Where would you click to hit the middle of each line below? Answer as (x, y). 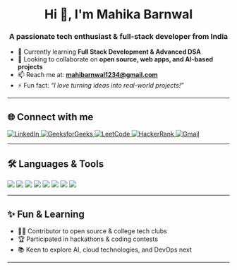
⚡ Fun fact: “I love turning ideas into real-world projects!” (101, 86)
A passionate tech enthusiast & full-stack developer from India (119, 37)
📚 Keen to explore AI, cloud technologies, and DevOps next (105, 250)
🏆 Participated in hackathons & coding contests (88, 239)
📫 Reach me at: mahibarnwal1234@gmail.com (87, 75)
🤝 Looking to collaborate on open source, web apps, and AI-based (115, 59)
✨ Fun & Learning (46, 214)
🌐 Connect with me (50, 117)
